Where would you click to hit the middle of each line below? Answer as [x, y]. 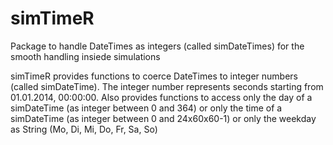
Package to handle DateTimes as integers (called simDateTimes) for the [157, 46]
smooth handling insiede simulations [85, 56]
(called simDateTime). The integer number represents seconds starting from [167, 86]
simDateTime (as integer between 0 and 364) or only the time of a [146, 108]
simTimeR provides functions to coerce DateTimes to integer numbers [154, 76]
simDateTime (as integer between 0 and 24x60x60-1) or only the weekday [163, 118]
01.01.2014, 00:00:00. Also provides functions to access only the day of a [161, 97]
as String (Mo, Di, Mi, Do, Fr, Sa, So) [84, 129]
